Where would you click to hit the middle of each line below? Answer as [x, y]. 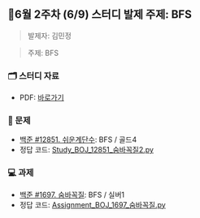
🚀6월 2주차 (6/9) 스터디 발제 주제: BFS [100, 15]
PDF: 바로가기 [41, 98]
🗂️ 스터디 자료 [34, 75]
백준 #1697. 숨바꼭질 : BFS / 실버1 [72, 194]
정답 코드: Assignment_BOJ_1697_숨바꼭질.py [92, 204]
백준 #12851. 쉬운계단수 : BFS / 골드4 [78, 139]
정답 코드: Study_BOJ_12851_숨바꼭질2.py [86, 150]
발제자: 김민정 [50, 36]
